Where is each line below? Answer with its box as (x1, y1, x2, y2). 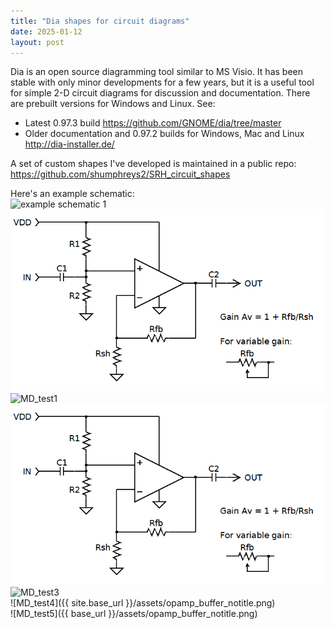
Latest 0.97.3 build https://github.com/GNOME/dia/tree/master (24, 117, 282, 129)
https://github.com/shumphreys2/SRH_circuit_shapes (10, 168, 231, 180)
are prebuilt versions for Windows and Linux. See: (10, 98, 216, 110)
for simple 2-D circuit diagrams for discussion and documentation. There (10, 87, 311, 99)
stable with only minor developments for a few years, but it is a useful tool (10, 76, 315, 89)
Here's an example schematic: (10, 188, 135, 200)
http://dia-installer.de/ (24, 138, 115, 150)
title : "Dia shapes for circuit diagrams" (10, 16, 190, 26)
